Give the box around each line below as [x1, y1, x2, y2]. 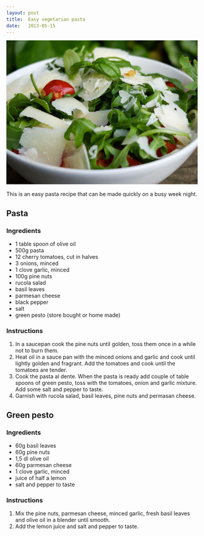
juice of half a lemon [15, 474, 67, 482]
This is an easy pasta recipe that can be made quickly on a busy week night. [6, 191, 197, 198]
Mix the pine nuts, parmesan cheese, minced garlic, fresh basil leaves [15, 510, 190, 517]
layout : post [6, 10, 39, 16]
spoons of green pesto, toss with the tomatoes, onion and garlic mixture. [15, 379, 197, 387]
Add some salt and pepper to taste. [15, 386, 104, 393]
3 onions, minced [15, 259, 59, 267]
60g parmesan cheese [15, 462, 72, 469]
